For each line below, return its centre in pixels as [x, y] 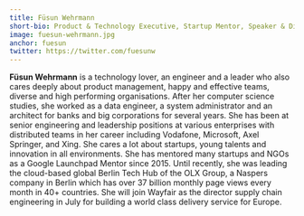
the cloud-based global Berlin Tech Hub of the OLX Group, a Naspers [139, 174]
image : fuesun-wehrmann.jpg [62, 34]
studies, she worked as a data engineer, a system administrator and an [141, 106]
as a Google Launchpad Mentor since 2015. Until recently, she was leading [148, 164]
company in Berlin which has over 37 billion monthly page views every [140, 183]
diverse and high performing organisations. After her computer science [142, 97]
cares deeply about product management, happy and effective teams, [139, 87]
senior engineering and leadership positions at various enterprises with [142, 125]
